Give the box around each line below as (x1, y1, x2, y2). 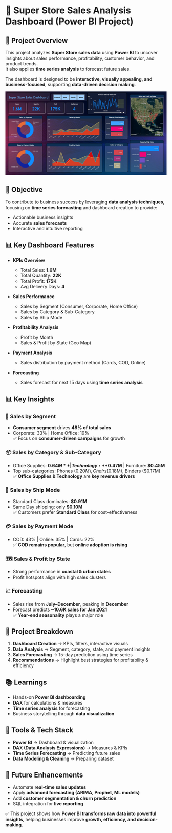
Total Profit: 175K (20, 277, 57, 284)
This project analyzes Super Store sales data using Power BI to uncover (5, 50, 158, 55)
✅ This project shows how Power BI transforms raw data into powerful (5, 810, 157, 817)
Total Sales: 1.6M (20, 267, 57, 273)
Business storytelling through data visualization (12, 711, 115, 717)
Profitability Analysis (12, 324, 59, 330)
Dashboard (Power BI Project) (5, 15, 134, 27)
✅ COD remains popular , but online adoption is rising (12, 542, 128, 548)
